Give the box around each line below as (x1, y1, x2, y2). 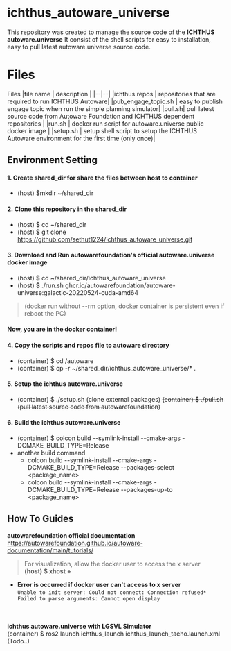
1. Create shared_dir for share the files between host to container (7, 174, 198, 182)
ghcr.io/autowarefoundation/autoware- (65, 281, 176, 289)
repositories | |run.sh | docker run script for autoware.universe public (7, 119, 204, 128)
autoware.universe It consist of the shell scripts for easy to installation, (7, 35, 211, 43)
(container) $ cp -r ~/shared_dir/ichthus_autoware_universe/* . (17, 364, 196, 372)
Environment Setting (7, 154, 98, 166)
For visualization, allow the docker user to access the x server (24, 559, 201, 568)
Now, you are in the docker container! (7, 325, 118, 334)
